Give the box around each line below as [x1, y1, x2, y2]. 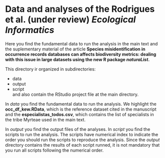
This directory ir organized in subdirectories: [5, 66, 96, 72]
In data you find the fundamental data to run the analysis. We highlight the [5, 101, 157, 107]
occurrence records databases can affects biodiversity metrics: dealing [5, 51, 157, 57]
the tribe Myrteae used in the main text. [5, 117, 86, 122]
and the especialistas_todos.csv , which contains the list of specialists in [5, 111, 154, 117]
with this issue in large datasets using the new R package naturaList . [5, 56, 150, 62]
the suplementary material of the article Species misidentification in [5, 46, 146, 52]
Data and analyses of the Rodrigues [5, 3, 155, 15]
